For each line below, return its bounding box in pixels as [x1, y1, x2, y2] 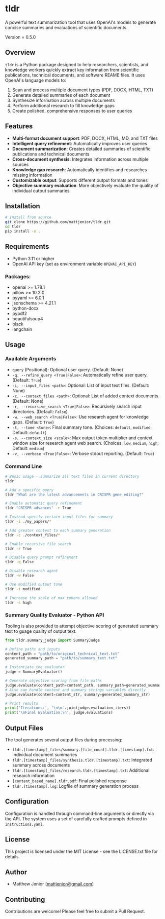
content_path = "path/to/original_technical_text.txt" [5, 651, 120, 656]
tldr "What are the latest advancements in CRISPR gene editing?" [5, 492, 144, 497]
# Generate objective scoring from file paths [5, 678, 102, 684]
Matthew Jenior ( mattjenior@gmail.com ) [12, 881, 94, 887]
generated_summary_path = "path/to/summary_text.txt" [5, 656, 118, 661]
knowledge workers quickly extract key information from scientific [5, 67, 139, 73]
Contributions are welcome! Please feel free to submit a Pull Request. [5, 909, 145, 915]
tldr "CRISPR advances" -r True [5, 505, 71, 511]
